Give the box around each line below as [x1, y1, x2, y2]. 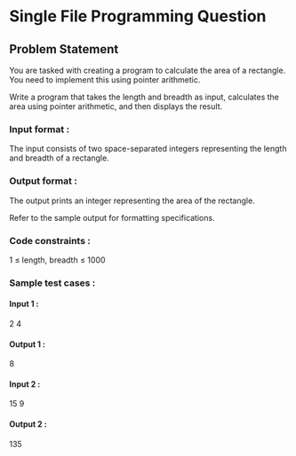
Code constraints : [9, 234, 91, 247]
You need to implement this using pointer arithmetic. [9, 75, 201, 85]
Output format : [9, 175, 77, 187]
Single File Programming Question [9, 6, 267, 27]
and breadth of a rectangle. [9, 153, 109, 163]
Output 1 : [9, 339, 46, 350]
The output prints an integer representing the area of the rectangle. [9, 195, 255, 206]
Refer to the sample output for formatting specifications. [9, 212, 215, 223]
